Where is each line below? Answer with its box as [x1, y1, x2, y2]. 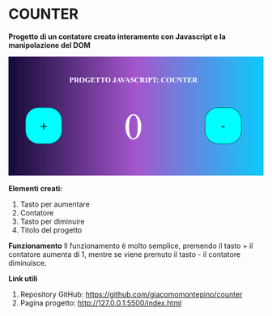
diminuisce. [8, 258, 47, 267]
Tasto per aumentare [19, 199, 91, 209]
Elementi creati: [8, 183, 63, 193]
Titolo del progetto [19, 224, 83, 235]
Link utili [8, 273, 38, 284]
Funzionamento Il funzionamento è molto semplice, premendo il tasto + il [8, 241, 253, 250]
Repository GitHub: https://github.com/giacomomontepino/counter [19, 289, 243, 299]
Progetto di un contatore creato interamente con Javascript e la [8, 32, 227, 41]
